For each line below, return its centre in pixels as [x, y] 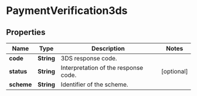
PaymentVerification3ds [67, 11]
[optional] [174, 71]
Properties [26, 32]
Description [108, 49]
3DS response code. [89, 58]
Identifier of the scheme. [94, 84]
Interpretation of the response [102, 68]
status [18, 71]
